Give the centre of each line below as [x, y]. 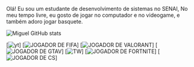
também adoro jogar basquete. [45, 21]
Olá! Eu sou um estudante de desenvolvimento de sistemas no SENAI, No [97, 9]
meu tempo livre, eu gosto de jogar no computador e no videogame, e [93, 15]
